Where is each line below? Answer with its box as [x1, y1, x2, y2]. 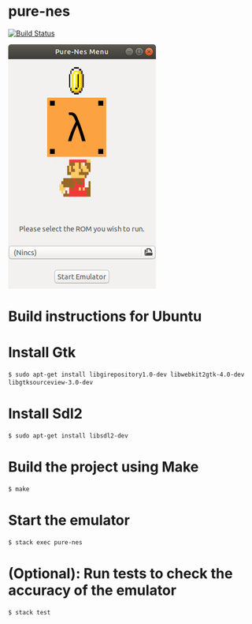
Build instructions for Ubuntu [8, 307, 202, 325]
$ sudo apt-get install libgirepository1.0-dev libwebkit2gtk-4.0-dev [8, 370, 245, 379]
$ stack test [8, 608, 51, 616]
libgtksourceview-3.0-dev [8, 378, 93, 387]
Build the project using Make [8, 458, 199, 476]
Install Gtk [8, 344, 76, 362]
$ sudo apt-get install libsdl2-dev [8, 432, 128, 440]
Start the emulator [8, 512, 130, 529]
